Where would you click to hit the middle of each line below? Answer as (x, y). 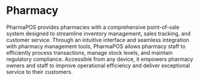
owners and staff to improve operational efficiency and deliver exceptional (98, 65)
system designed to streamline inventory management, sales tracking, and (99, 33)
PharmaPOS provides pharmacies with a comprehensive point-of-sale (93, 27)
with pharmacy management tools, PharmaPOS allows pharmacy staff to (96, 46)
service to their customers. (40, 72)
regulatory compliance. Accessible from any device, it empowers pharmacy (100, 59)
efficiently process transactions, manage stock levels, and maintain (90, 52)
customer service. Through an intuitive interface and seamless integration (98, 40)
